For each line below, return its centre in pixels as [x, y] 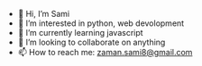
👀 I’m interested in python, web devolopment [101, 23]
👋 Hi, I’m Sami [44, 14]
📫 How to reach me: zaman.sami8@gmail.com [105, 52]
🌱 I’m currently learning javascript [80, 33]
